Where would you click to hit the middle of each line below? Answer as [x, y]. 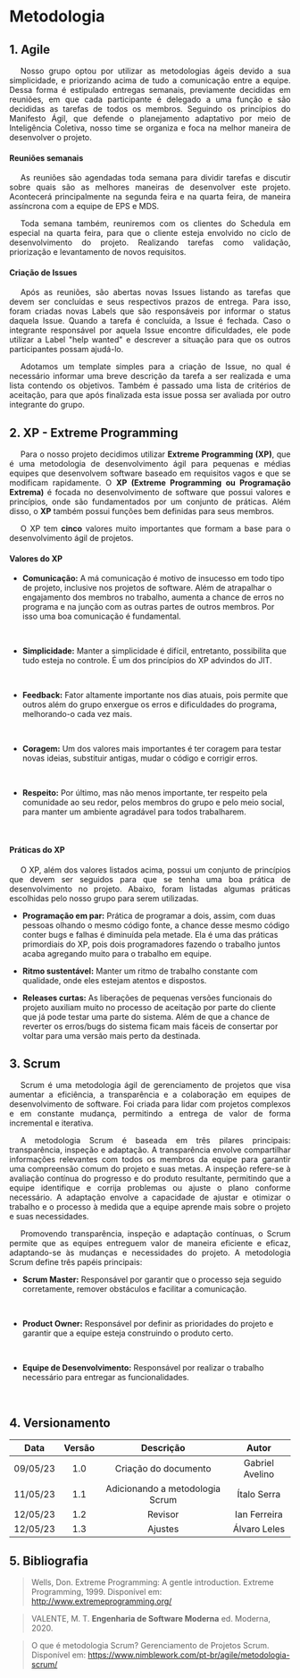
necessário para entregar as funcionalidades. [105, 1378]
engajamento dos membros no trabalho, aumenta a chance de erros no [153, 597]
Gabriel [259, 1463]
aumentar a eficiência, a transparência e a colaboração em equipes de [150, 1095]
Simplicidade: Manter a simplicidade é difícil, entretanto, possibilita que [154, 651]
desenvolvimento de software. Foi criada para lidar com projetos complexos [150, 1104]
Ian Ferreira [259, 1514]
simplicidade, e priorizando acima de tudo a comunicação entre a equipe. [150, 80]
